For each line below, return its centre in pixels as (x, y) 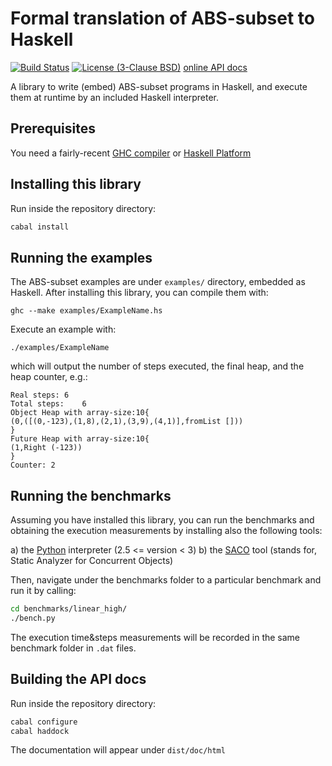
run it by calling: (43, 591)
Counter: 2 (33, 465)
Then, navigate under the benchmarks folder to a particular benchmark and (166, 580)
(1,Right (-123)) (46, 448)
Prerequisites (53, 128)
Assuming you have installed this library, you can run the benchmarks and (162, 520)
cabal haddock (40, 731)
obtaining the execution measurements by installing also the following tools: (166, 531)
